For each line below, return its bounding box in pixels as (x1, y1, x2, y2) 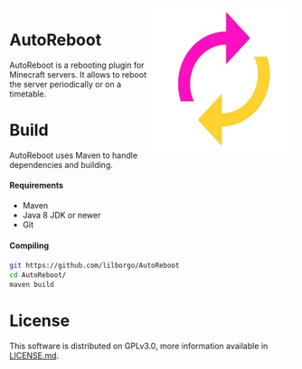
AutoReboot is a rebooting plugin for (9, 60, 145, 70)
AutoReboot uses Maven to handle (9, 150, 138, 161)
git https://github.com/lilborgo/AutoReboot (9, 261, 180, 271)
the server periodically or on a (9, 78, 122, 89)
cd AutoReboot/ (9, 271, 67, 280)
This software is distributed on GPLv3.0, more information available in (9, 340, 269, 351)
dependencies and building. (9, 159, 113, 170)
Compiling (9, 240, 50, 251)
